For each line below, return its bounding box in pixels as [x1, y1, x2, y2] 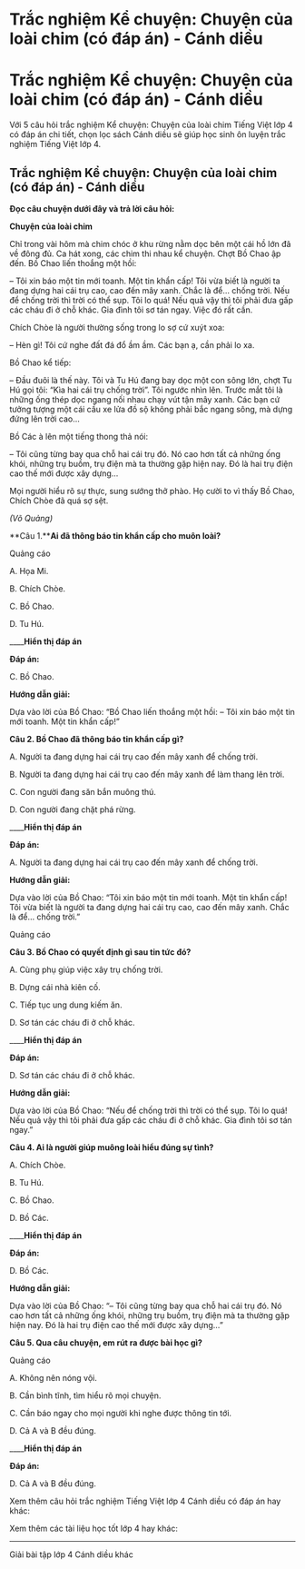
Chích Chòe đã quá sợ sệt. [9, 495, 109, 506]
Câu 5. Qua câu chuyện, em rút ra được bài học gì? [9, 1336, 202, 1348]
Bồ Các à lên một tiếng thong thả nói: [9, 431, 148, 442]
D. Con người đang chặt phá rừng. [9, 804, 136, 815]
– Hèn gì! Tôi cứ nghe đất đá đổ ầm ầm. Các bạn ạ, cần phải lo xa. [9, 339, 255, 350]
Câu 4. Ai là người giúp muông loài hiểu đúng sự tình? [9, 1141, 214, 1153]
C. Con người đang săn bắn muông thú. [9, 786, 157, 797]
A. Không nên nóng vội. [9, 1372, 98, 1383]
